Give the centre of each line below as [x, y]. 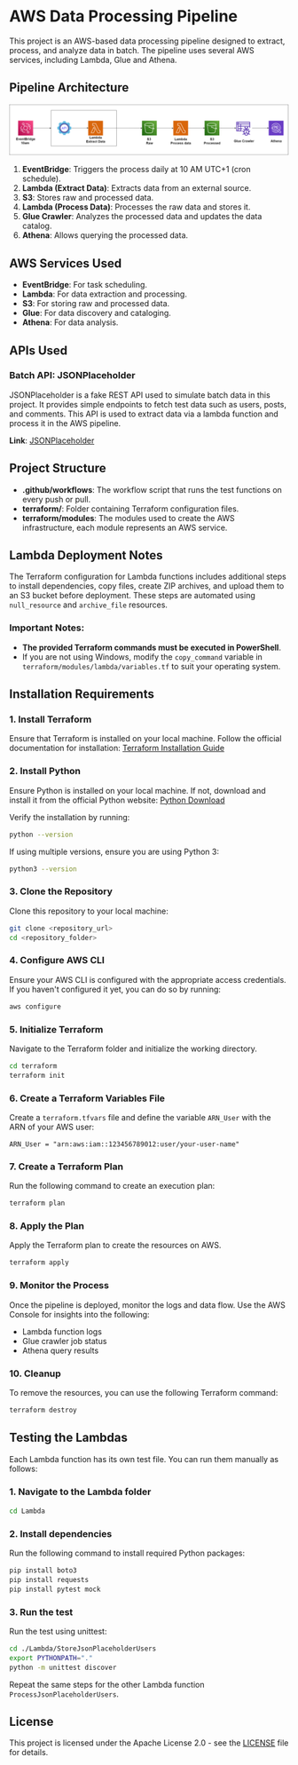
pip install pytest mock [55, 1589]
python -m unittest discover [63, 1667]
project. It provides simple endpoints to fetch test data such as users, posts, [148, 404]
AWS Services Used [66, 263]
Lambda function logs [62, 1331]
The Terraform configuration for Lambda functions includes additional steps [148, 577]
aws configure [35, 1006]
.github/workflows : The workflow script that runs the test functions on [152, 489]
